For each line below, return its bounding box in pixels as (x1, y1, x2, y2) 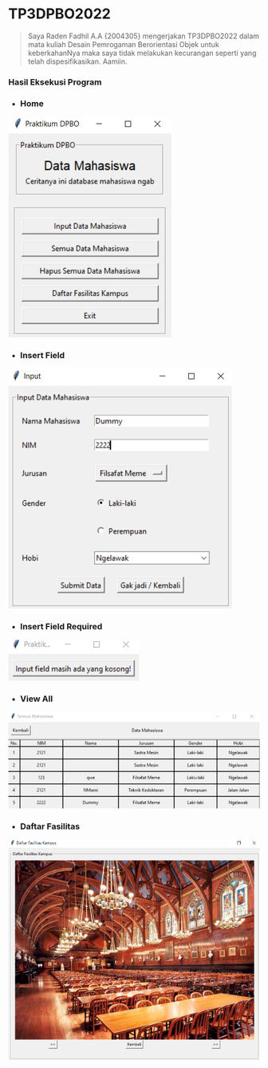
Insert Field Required (19, 621, 103, 633)
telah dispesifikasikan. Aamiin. (27, 57, 128, 66)
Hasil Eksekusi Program (8, 77, 102, 88)
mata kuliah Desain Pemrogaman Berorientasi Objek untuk (27, 39, 219, 49)
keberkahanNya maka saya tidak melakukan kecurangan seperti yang (27, 48, 257, 57)
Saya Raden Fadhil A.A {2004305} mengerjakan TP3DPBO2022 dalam (27, 31, 260, 41)
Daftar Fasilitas (19, 821, 81, 832)
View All (19, 693, 53, 704)
